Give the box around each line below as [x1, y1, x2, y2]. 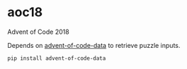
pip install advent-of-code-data [7, 54, 106, 62]
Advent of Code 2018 [7, 27, 69, 36]
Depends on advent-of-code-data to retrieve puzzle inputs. [7, 41, 181, 49]
